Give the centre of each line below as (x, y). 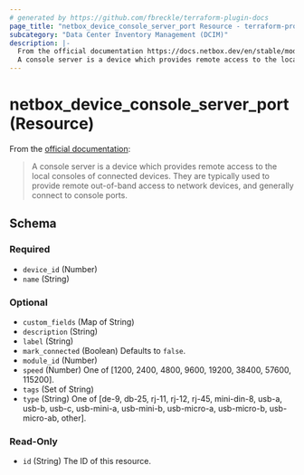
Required (30, 250)
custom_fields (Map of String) (78, 321)
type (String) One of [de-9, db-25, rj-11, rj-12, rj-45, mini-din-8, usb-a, (152, 398)
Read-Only (34, 442)
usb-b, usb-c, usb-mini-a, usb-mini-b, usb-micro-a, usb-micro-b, (145, 408)
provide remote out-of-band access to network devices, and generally (162, 185)
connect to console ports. (80, 195)
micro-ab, (41, 418)
